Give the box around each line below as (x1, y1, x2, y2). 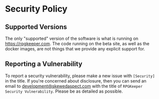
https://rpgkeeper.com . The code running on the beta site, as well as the (5, 41, 149, 47)
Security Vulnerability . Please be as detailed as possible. (5, 88, 123, 94)
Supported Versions (5, 23, 67, 31)
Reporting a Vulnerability (5, 60, 82, 68)
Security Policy (5, 3, 68, 15)
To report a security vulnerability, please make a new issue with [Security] (5, 73, 155, 79)
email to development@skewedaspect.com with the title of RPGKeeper (5, 83, 143, 89)
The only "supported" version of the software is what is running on (5, 35, 139, 41)
